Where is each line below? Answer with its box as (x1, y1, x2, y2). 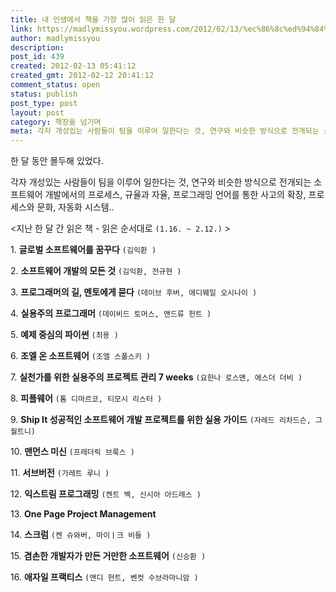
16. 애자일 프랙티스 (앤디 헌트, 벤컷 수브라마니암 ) (10, 571, 199, 583)
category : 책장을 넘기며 (10, 117, 102, 127)
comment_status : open (10, 80, 101, 90)
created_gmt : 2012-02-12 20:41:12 (10, 71, 155, 81)
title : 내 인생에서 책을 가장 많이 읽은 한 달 (10, 14, 177, 25)
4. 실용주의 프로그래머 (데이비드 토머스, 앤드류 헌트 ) (10, 307, 212, 320)
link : (10, 24, 33, 34)
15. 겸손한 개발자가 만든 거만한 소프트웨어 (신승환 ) (10, 550, 207, 562)
